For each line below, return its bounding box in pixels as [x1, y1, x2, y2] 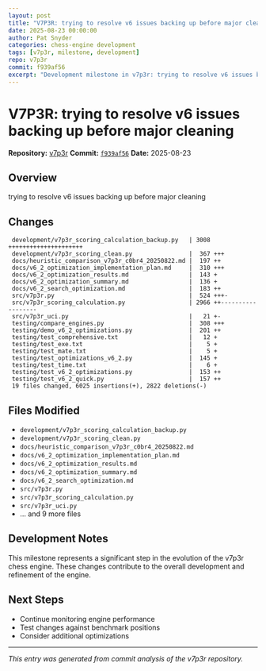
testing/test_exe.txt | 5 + [11, 341, 218, 349]
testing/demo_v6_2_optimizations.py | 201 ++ [11, 326, 222, 334]
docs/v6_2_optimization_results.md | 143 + [11, 271, 218, 279]
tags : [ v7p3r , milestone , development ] [8, 48, 140, 56]
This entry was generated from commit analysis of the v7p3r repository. [8, 654, 244, 663]
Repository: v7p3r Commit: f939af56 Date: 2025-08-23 [8, 148, 192, 157]
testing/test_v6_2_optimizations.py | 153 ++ [11, 368, 222, 376]
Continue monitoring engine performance [19, 614, 156, 623]
